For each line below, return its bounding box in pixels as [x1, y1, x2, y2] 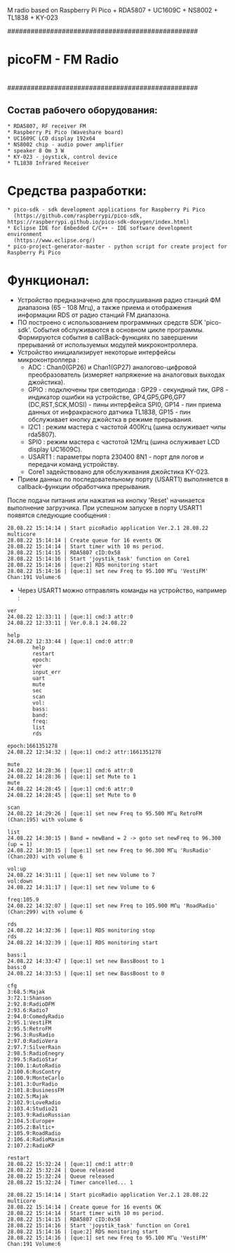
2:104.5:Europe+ [7, 1117, 55, 1125]
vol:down [7, 878, 33, 885]
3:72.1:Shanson [7, 994, 52, 1002]
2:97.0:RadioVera [7, 1038, 58, 1045]
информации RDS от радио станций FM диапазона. [17, 311, 170, 319]
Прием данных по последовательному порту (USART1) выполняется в [17, 475, 229, 483]
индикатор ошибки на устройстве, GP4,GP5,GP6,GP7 [27, 393, 186, 401]
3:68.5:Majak [7, 989, 46, 996]
